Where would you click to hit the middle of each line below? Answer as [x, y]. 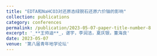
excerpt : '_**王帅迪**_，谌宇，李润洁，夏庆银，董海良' [68, 33]
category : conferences [34, 22]
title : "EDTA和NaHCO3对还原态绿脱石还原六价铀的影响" [66, 11]
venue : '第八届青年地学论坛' [38, 44]
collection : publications [38, 17]
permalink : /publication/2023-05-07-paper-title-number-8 [78, 28]
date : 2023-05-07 [27, 38]
